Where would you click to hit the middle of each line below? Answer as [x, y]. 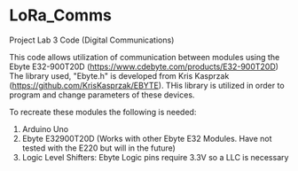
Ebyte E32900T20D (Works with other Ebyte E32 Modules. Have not [147, 138]
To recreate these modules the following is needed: [103, 112]
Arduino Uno [45, 128]
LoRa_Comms [61, 16]
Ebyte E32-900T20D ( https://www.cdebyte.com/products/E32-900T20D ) [144, 66]
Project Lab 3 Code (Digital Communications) [92, 40]
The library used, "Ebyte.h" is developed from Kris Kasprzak [119, 75]
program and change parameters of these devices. [102, 95]
